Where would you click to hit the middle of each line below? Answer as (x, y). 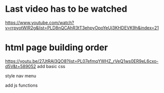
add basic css (51, 66)
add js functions (21, 85)
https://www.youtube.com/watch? (40, 23)
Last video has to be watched (66, 9)
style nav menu (21, 76)
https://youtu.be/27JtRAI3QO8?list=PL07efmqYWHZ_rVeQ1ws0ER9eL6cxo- (82, 61)
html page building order (57, 48)
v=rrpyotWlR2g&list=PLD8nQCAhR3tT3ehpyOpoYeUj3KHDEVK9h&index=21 (82, 27)
